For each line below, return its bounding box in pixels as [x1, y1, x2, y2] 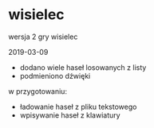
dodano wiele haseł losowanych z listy [19, 62, 147, 72]
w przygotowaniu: [8, 86, 68, 96]
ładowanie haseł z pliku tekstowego [19, 102, 137, 111]
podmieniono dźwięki [19, 71, 91, 80]
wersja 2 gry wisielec [8, 32, 78, 41]
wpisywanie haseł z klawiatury [19, 110, 121, 120]
